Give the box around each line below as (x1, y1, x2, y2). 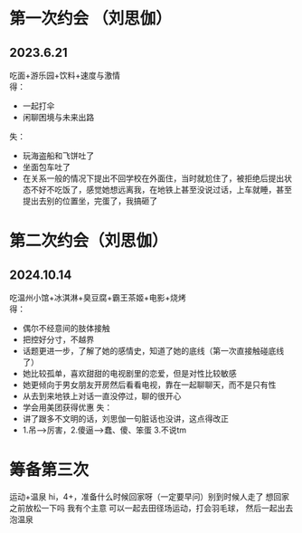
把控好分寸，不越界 (22, 334, 95, 345)
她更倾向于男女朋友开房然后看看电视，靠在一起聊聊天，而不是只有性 (22, 379, 277, 390)
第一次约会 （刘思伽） (9, 8, 172, 29)
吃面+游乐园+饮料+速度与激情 (9, 70, 120, 81)
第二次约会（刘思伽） (9, 231, 169, 252)
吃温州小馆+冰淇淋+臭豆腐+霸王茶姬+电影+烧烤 (9, 292, 187, 303)
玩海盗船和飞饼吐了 (22, 150, 95, 161)
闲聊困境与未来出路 (22, 112, 95, 122)
